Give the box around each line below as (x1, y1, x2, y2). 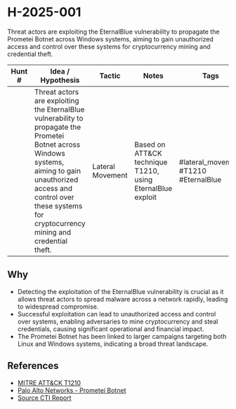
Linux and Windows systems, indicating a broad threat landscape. (17, 340, 209, 348)
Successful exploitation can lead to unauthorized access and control (17, 309, 216, 318)
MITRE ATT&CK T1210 (17, 378, 81, 387)
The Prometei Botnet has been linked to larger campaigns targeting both (17, 332, 227, 340)
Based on (134, 140, 166, 149)
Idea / (50, 66, 70, 76)
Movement (92, 170, 128, 180)
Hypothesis (40, 75, 80, 85)
